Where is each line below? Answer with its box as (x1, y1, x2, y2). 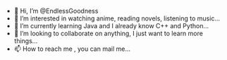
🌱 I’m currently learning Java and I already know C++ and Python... (13, 22, 209, 30)
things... (13, 37, 38, 45)
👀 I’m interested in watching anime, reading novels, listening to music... (13, 14, 221, 23)
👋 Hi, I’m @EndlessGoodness (13, 7, 99, 15)
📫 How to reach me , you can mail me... (13, 44, 131, 53)
